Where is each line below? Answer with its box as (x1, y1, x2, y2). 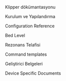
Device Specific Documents (5, 70, 61, 76)
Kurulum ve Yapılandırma (5, 14, 55, 19)
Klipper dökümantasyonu (5, 4, 56, 10)
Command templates (5, 51, 47, 57)
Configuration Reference (5, 23, 55, 29)
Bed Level (5, 33, 25, 38)
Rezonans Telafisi (5, 42, 41, 48)
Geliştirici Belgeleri (5, 61, 43, 66)
